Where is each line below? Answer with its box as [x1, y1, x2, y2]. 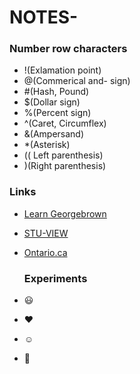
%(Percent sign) [23, 107, 92, 119]
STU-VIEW [23, 227, 69, 239]
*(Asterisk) [23, 139, 71, 151]
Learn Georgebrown [23, 207, 107, 220]
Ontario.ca [23, 246, 68, 258]
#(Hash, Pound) [23, 86, 90, 98]
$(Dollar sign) [23, 96, 81, 108]
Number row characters [9, 42, 128, 56]
